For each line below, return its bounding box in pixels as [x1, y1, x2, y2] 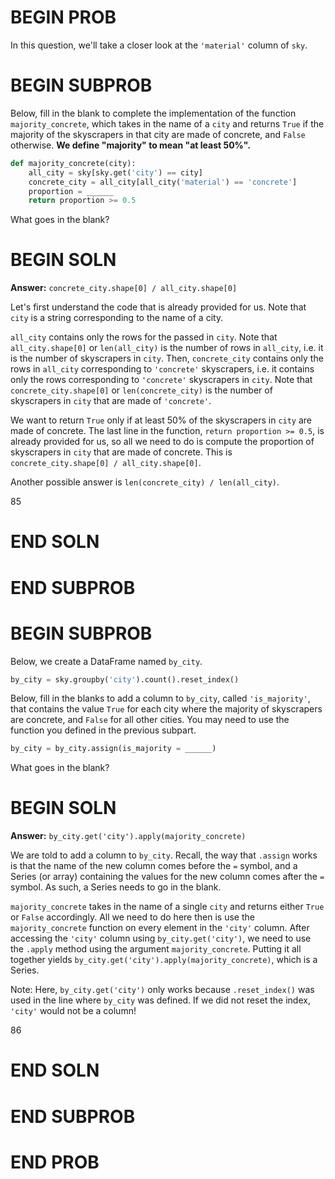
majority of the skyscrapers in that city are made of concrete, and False [10, 128, 306, 140]
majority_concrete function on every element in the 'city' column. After [10, 922, 310, 934]
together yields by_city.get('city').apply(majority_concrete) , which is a [10, 954, 318, 966]
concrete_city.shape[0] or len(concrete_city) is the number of [10, 384, 273, 396]
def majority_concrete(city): [10, 158, 137, 168]
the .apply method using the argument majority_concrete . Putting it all [10, 943, 302, 955]
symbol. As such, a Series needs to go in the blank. [10, 881, 222, 893]
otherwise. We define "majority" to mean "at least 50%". [10, 139, 251, 151]
